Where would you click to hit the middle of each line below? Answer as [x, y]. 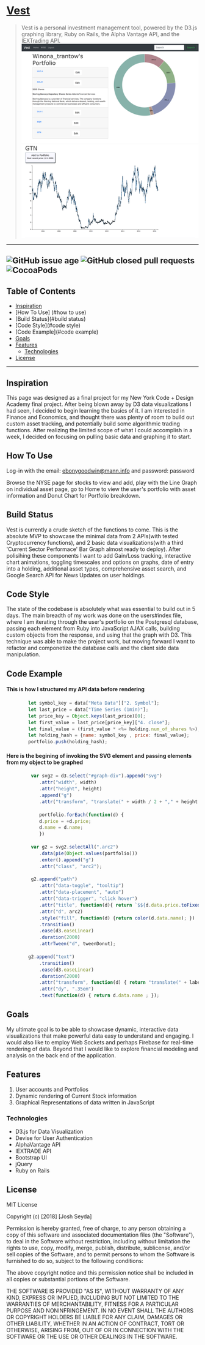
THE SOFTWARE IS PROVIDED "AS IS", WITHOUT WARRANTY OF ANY [95, 1291]
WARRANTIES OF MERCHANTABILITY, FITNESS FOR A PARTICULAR [92, 1304]
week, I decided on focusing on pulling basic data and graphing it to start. [99, 437]
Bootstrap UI [31, 1157]
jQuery [23, 1164]
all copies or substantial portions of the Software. [68, 1279]
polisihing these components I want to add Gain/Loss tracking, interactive [99, 555]
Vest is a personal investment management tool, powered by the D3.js [109, 28]
